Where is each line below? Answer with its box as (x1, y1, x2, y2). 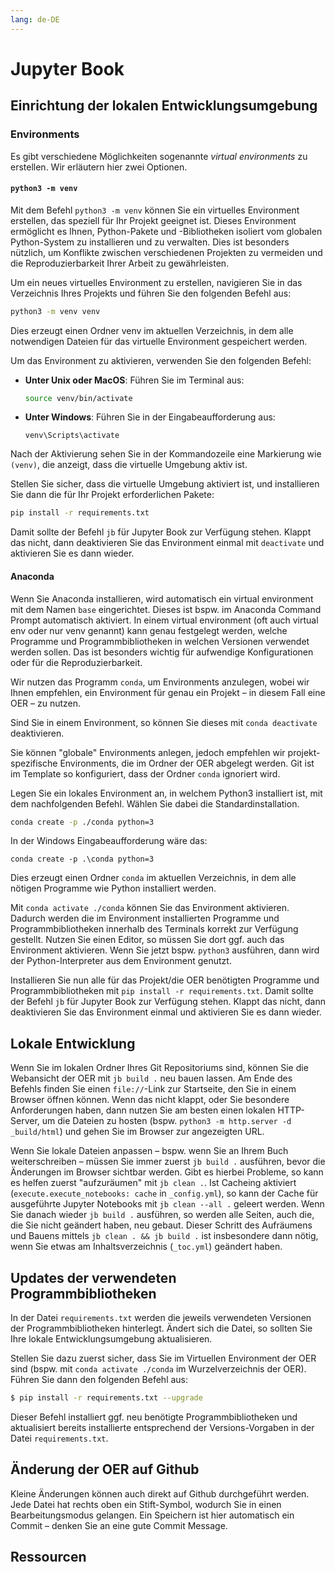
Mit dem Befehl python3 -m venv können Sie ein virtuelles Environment (10, 204, 300, 216)
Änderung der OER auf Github (10, 1461, 200, 1478)
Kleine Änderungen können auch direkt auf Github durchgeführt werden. (10, 1487, 310, 1500)
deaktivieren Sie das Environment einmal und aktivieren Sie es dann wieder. (10, 1006, 322, 1018)
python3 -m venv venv (10, 306, 101, 316)
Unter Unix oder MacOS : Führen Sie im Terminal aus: (24, 374, 245, 386)
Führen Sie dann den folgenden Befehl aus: (10, 1374, 189, 1386)
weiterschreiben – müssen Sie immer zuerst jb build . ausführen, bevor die (10, 1156, 326, 1168)
